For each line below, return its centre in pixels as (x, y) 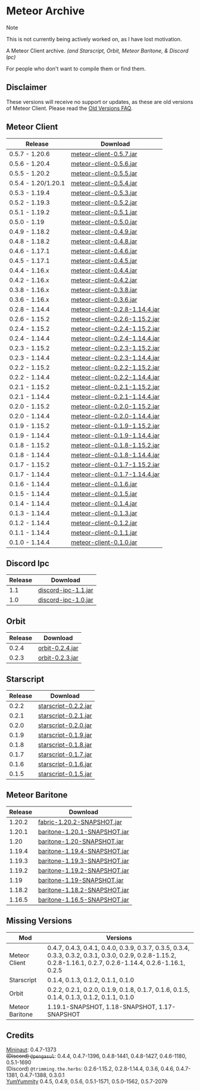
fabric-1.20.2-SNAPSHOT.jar (80, 822)
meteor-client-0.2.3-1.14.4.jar (115, 358)
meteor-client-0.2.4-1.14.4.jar (115, 338)
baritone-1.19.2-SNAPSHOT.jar (83, 871)
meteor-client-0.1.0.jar (104, 542)
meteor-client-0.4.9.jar (104, 231)
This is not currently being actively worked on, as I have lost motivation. (94, 39)
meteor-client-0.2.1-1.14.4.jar (115, 397)
